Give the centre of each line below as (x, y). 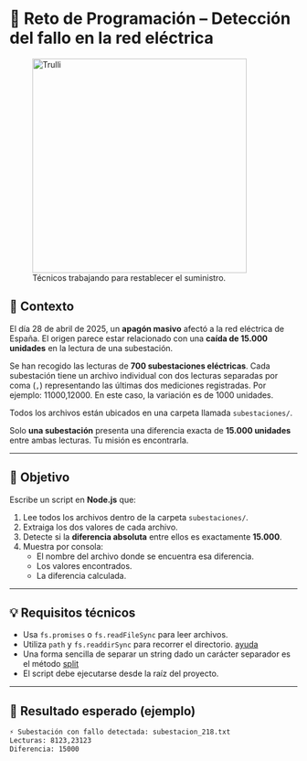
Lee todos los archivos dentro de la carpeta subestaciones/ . (135, 517)
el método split (51, 664)
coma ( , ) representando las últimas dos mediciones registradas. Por (138, 385)
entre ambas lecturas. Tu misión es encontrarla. (99, 440)
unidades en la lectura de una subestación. (91, 348)
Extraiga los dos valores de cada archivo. (100, 527)
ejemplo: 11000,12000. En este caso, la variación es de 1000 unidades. (142, 395)
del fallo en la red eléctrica (112, 38)
